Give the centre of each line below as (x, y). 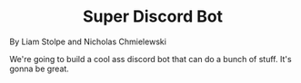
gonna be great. (40, 69)
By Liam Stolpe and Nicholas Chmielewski (88, 41)
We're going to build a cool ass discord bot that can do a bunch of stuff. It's (151, 59)
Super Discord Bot (153, 17)
